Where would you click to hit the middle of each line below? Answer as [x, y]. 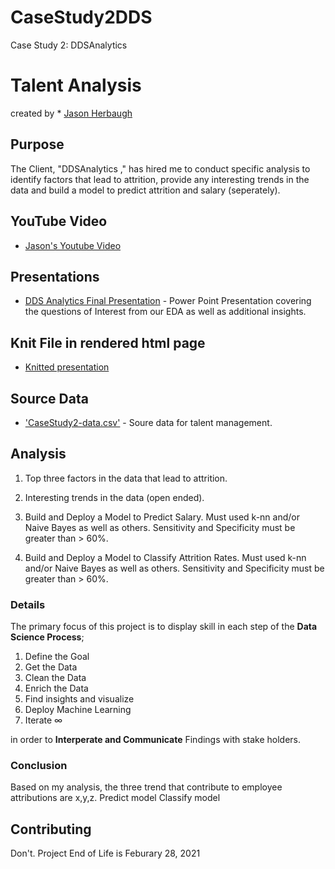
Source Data [49, 398]
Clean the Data [55, 678]
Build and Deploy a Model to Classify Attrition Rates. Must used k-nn [165, 557]
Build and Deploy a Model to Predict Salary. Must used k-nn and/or [162, 517]
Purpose [37, 144]
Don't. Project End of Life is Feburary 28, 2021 [105, 853]
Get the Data [51, 667]
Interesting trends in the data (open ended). [114, 497]
